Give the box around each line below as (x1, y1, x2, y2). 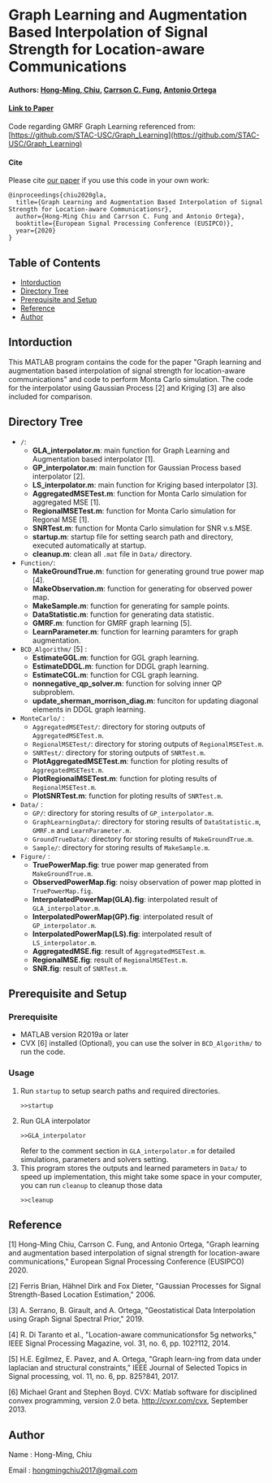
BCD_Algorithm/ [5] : (19, 644, 88, 653)
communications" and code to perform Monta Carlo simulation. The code (8, 374, 253, 384)
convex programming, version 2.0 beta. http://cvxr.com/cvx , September (8, 1396, 248, 1406)
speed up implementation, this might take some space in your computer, (19, 1172, 262, 1182)
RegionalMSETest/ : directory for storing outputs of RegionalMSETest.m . (32, 739, 264, 748)
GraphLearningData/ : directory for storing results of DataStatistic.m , (32, 817, 261, 826)
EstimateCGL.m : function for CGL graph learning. (32, 670, 199, 679)
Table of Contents (8, 256, 101, 270)
